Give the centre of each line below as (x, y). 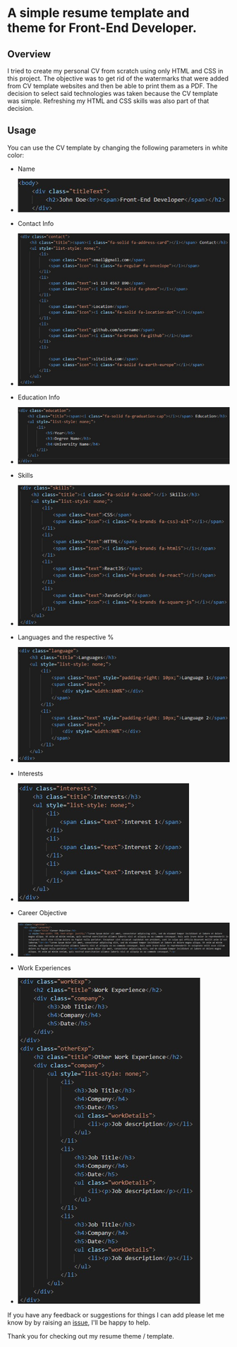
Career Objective (42, 913)
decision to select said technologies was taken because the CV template (113, 93)
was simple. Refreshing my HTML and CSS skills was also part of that (108, 101)
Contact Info (36, 223)
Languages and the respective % (66, 637)
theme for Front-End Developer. (102, 28)
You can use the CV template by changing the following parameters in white (117, 147)
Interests (30, 773)
